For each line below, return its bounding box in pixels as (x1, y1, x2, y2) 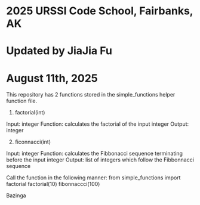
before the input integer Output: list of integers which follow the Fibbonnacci (6, 156, 194, 163)
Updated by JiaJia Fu (6, 44, 112, 58)
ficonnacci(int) (14, 138, 51, 145)
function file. (6, 97, 38, 105)
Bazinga (6, 192, 26, 199)
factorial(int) (14, 109, 45, 116)
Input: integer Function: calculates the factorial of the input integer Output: (6, 120, 189, 128)
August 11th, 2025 (6, 72, 99, 85)
